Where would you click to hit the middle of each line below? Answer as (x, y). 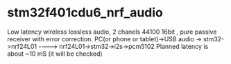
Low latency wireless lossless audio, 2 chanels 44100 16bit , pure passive (112, 32)
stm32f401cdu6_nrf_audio (85, 13)
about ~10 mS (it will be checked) (55, 54)
